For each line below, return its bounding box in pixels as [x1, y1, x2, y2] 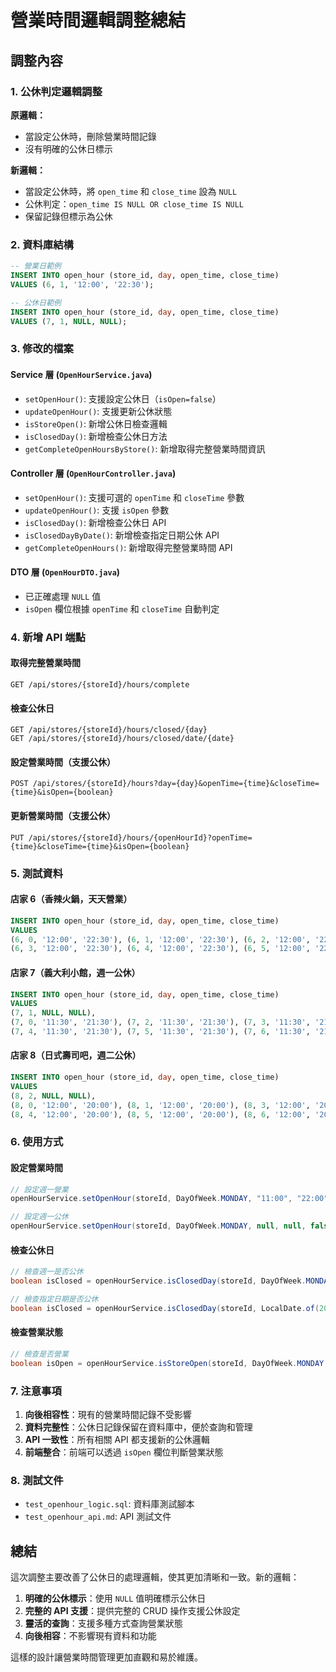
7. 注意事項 [10, 1384, 62, 1398]
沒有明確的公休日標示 [24, 142, 113, 155]
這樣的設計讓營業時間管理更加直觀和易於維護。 [10, 1651, 203, 1663]
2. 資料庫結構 [10, 237, 74, 251]
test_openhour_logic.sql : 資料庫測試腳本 [24, 1498, 195, 1510]
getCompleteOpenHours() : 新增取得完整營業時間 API [24, 541, 233, 553]
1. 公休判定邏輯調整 [10, 84, 103, 98]
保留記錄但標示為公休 [24, 210, 113, 222]
